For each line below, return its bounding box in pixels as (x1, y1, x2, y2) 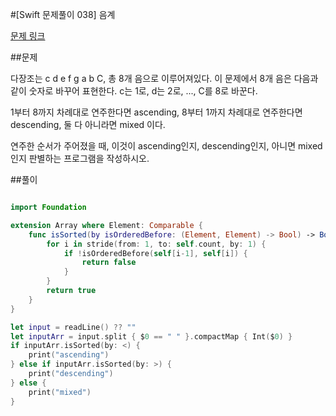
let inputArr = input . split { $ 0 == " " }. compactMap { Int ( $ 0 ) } (10, 331, 293, 342)
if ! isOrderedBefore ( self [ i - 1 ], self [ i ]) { (63, 248, 248, 258)
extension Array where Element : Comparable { (10, 220, 203, 230)
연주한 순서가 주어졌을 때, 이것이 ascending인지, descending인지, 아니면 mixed (10, 140, 323, 152)
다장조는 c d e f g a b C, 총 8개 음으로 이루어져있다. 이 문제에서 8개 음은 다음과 (10, 73, 319, 84)
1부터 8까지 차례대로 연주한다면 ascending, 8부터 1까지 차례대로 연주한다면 (10, 106, 303, 118)
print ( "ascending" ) (28, 350, 110, 360)
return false (81, 258, 137, 268)
